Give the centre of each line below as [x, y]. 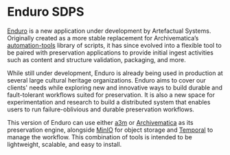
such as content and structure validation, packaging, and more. [97, 59]
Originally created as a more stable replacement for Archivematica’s [103, 38]
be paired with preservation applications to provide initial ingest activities [111, 53]
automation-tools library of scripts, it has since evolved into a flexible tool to [114, 45]
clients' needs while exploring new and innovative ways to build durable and [115, 87]
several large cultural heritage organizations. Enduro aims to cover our [106, 80]
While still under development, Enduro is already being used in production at [115, 73]
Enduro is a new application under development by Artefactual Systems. [109, 31]
